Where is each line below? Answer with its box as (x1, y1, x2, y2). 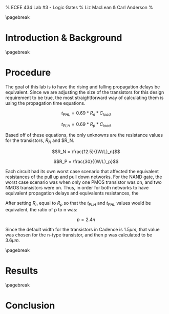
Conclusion (5, 300, 55, 311)
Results (5, 265, 38, 277)
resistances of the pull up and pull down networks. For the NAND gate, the (5, 174, 162, 180)
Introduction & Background (5, 32, 122, 44)
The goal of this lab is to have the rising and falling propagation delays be (5, 84, 160, 90)
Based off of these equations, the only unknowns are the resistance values (5, 132, 163, 138)
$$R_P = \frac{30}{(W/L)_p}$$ (53, 158, 119, 165)
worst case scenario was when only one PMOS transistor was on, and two (5, 179, 162, 185)
